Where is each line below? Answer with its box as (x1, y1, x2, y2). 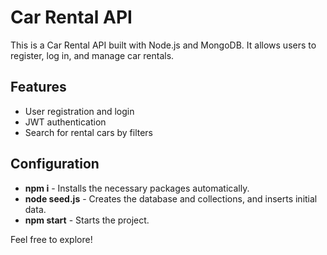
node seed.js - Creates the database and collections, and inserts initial (24, 192, 318, 205)
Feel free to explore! (10, 233, 93, 245)
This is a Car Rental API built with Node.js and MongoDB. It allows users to (10, 39, 317, 51)
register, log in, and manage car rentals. (10, 49, 175, 61)
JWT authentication (24, 116, 107, 128)
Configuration (10, 156, 100, 173)
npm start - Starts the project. (24, 214, 150, 226)
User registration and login (24, 105, 135, 117)
